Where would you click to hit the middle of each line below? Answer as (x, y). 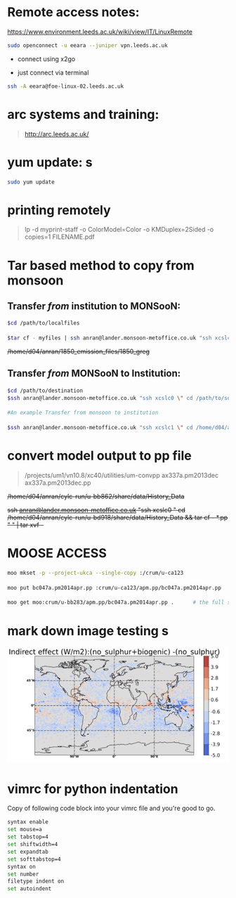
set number (23, 874)
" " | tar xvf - (26, 525)
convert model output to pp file (99, 456)
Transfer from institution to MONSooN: (94, 306)
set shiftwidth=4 (33, 845)
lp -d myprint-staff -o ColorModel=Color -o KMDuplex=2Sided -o (119, 230)
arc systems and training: (83, 114)
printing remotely (59, 210)
